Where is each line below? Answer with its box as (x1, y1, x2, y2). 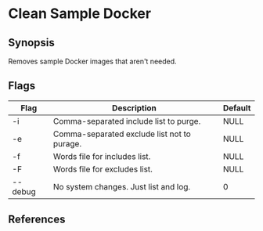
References (8, 213, 66, 226)
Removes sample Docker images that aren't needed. (8, 56, 178, 66)
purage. (52, 138, 82, 149)
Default (222, 103, 251, 114)
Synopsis (8, 36, 55, 49)
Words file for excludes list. (52, 164, 153, 175)
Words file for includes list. (52, 150, 151, 161)
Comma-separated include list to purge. (52, 115, 201, 126)
